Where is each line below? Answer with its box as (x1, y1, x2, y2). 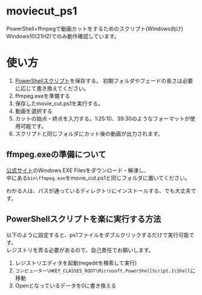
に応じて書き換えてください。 (15, 85, 90, 92)
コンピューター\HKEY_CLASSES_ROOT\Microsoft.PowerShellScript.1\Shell (15, 268, 191, 274)
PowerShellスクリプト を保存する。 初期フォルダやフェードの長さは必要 (15, 77, 194, 84)
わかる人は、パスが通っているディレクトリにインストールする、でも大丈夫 (6, 187, 192, 194)
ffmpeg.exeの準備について (6, 149, 106, 160)
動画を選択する (15, 107, 53, 114)
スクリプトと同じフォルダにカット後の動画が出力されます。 (15, 130, 163, 137)
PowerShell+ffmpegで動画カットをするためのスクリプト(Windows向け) (6, 25, 183, 32)
